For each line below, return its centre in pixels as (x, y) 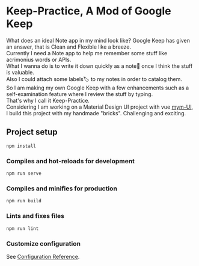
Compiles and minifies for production (62, 189)
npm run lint (23, 228)
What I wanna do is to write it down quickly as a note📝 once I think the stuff (99, 66)
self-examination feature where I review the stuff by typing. (80, 94)
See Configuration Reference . (43, 256)
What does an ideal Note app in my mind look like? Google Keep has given (98, 40)
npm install (21, 146)
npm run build (24, 201)
